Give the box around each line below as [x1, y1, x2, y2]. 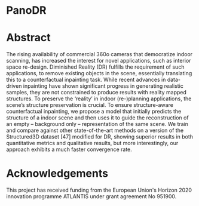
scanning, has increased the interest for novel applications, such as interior [6, 57, 191, 64]
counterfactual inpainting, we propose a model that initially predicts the [6, 108, 182, 115]
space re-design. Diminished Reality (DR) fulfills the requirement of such [6, 63, 185, 70]
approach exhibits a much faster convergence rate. [6, 146, 133, 153]
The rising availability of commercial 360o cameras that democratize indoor [6, 51, 193, 58]
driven [6, 82, 22, 90]
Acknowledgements [6, 167, 109, 180]
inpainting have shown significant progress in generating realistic [23, 82, 184, 90]
